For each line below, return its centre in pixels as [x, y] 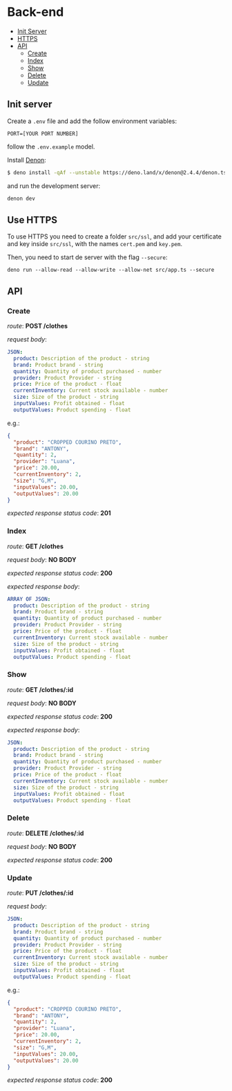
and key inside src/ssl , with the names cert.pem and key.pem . [95, 244]
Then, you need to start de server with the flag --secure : [87, 257]
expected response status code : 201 [59, 513]
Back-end [36, 12]
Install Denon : [27, 160]
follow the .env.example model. [51, 147]
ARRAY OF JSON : [29, 599]
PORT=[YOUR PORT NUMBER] [43, 133]
